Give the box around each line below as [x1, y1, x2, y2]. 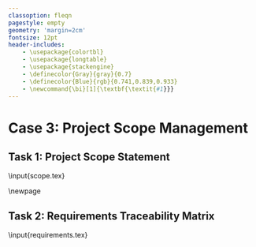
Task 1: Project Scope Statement [8, 150, 171, 163]
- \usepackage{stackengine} [22, 63, 114, 71]
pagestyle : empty [8, 19, 65, 27]
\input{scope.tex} [8, 171, 65, 181]
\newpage [8, 186, 42, 196]
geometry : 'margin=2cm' [8, 26, 87, 34]
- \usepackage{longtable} [22, 56, 108, 64]
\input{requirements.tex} [8, 230, 88, 240]
